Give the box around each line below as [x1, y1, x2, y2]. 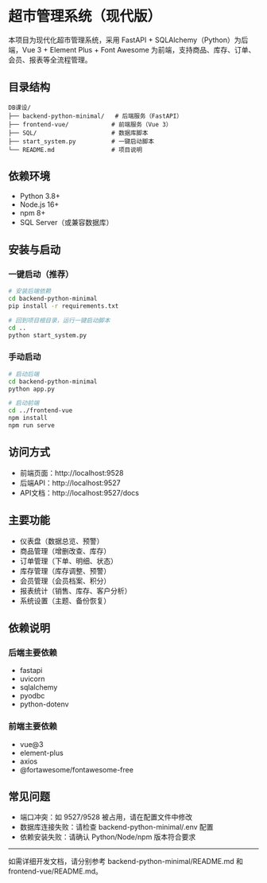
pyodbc [19, 691, 45, 701]
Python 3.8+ [19, 191, 61, 200]
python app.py [8, 385, 56, 393]
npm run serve [8, 422, 56, 430]
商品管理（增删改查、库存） [19, 546, 111, 555]
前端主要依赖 [8, 721, 58, 732]
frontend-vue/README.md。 [8, 866, 103, 876]
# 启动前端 [8, 399, 40, 407]
